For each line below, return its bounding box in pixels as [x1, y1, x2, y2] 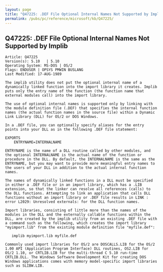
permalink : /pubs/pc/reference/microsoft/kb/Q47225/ [5, 16, 114, 21]
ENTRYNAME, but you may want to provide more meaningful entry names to [5, 161, 155, 166]
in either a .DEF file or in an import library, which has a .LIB [5, 182, 142, 187]
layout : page [5, 7, 32, 12]
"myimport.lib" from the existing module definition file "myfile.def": [5, 225, 155, 230]
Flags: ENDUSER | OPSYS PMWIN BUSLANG [5, 68, 83, 73]
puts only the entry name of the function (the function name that [5, 89, 145, 94]
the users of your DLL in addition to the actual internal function [5, 165, 147, 170]
